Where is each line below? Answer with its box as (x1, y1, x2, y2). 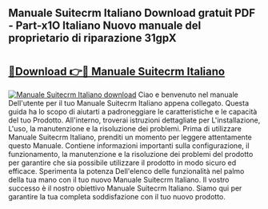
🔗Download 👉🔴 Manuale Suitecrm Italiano (8, 64, 226, 78)
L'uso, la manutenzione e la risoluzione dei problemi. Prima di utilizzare (8, 124, 242, 133)
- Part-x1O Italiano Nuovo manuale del (8, 19, 202, 33)
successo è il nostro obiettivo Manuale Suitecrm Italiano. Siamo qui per (8, 183, 242, 193)
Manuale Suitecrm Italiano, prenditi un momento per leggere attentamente (8, 132, 252, 142)
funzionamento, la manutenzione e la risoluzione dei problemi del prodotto (8, 150, 254, 159)
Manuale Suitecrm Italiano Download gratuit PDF (8, 6, 256, 20)
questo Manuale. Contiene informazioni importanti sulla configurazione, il (8, 141, 250, 151)
